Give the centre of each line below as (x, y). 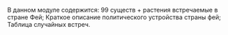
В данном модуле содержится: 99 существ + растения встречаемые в (113, 10)
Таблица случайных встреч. (49, 24)
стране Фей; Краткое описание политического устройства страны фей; (114, 17)
